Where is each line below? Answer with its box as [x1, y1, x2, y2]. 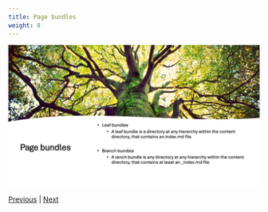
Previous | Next [8, 194, 59, 204]
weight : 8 [8, 21, 41, 30]
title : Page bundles [8, 13, 77, 21]
